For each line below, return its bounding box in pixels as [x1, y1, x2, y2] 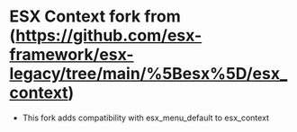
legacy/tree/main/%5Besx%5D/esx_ [9, 64, 288, 84]
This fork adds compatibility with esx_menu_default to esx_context [22, 112, 270, 123]
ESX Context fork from [9, 6, 182, 27]
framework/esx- [9, 45, 134, 65]
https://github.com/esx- [15, 25, 202, 46]
